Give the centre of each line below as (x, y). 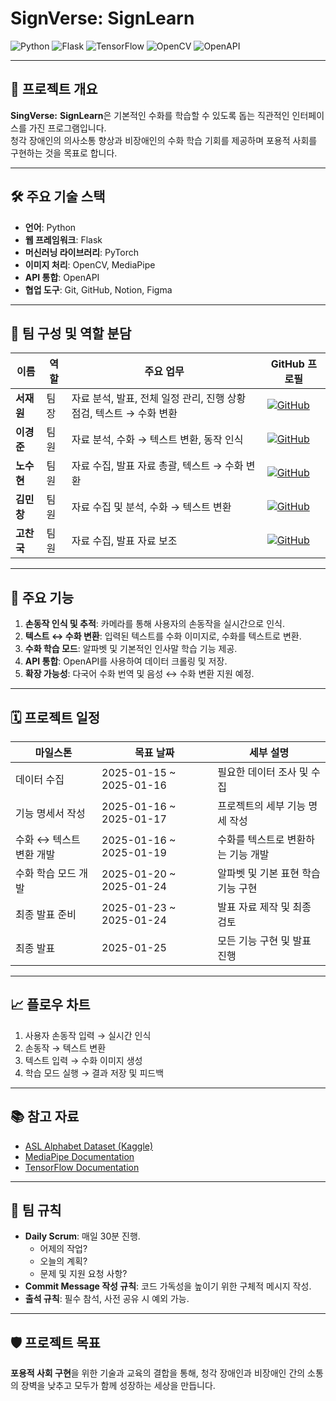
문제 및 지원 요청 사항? (83, 1274)
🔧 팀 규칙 (36, 1210)
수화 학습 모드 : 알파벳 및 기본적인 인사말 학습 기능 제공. (131, 649)
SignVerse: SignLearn (102, 18)
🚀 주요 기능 (42, 597)
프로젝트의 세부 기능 (262, 805)
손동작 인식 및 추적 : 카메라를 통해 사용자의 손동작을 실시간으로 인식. (154, 624)
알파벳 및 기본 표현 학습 (269, 873)
